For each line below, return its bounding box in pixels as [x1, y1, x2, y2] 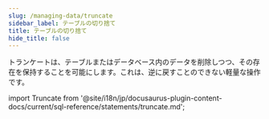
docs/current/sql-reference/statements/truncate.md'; [8, 102, 185, 112]
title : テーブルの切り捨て [8, 27, 88, 35]
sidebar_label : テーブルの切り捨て [8, 19, 116, 27]
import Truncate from [8, 93, 79, 103]
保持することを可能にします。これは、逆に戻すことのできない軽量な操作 [22, 68, 261, 77]
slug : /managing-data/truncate [8, 11, 113, 20]
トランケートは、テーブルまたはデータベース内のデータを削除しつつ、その [8, 57, 254, 67]
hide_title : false [8, 34, 70, 43]
